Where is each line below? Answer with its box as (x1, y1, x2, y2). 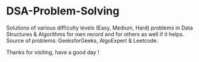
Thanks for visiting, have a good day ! (6, 48, 100, 55)
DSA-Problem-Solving (6, 4, 120, 18)
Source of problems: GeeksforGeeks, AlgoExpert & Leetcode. (6, 37, 158, 44)
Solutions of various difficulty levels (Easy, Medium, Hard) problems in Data (6, 24, 194, 31)
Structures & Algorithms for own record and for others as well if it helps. (6, 30, 185, 37)
